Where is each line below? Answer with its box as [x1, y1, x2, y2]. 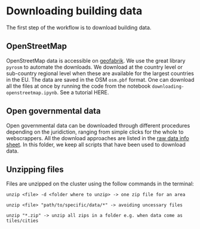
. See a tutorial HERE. [57, 88, 109, 96]
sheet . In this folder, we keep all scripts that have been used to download [6, 141, 186, 148]
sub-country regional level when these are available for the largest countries [6, 70, 194, 77]
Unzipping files [6, 164, 64, 174]
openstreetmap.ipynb [6, 89, 58, 96]
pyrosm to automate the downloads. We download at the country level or [6, 63, 183, 70]
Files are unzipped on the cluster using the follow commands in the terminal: [6, 180, 194, 187]
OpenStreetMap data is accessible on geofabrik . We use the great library [6, 57, 186, 64]
